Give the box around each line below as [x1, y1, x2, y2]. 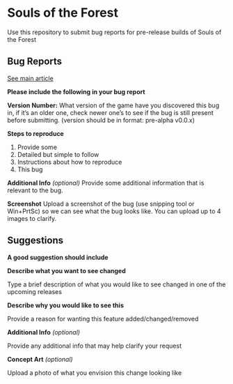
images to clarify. [7, 214, 57, 222]
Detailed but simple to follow [17, 150, 99, 158]
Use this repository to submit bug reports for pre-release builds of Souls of [7, 28, 222, 36]
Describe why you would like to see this [7, 301, 124, 309]
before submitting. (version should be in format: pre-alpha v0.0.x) [7, 116, 195, 124]
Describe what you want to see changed [7, 266, 127, 275]
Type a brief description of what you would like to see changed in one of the [7, 280, 226, 289]
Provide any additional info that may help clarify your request [7, 341, 182, 350]
